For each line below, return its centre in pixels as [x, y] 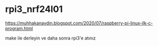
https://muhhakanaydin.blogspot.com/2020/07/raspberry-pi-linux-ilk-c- [79, 23]
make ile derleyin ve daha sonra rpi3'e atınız [51, 38]
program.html [19, 28]
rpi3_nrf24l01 [34, 9]
